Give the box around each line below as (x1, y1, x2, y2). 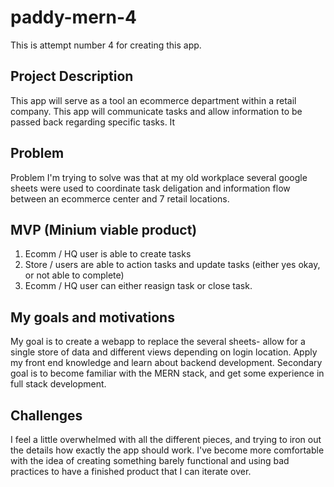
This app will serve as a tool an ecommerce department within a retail (10, 94, 297, 106)
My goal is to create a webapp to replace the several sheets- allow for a (10, 336, 306, 348)
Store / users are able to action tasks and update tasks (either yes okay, (24, 259, 321, 271)
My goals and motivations (10, 309, 175, 326)
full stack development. (10, 378, 107, 390)
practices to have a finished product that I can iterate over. (10, 466, 252, 477)
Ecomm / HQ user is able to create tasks (24, 248, 192, 260)
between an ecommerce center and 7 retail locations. (10, 192, 230, 205)
